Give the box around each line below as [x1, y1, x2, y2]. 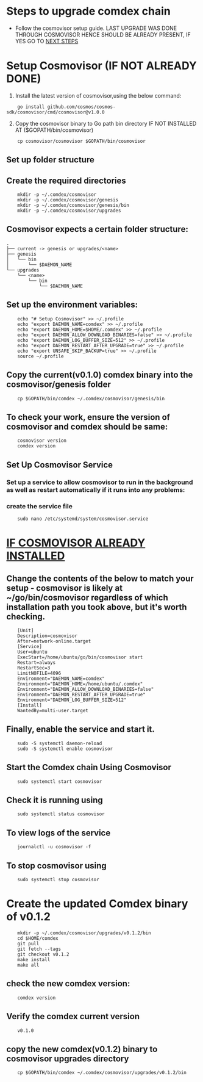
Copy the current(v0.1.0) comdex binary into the [6, 370, 193, 380]
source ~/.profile [17, 353, 64, 359]
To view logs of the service [6, 828, 111, 838]
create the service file [6, 502, 73, 510]
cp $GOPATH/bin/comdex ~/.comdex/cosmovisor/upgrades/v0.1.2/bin [17, 1070, 187, 1076]
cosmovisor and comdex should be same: [6, 421, 168, 431]
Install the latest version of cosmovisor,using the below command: [15, 92, 182, 99]
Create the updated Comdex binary [6, 897, 188, 911]
